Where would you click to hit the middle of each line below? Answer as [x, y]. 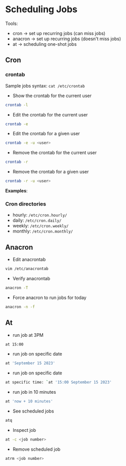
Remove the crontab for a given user [51, 172]
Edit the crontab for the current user [50, 114]
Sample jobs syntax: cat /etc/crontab [45, 85]
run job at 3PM [28, 335]
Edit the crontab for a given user [46, 134]
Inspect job [24, 430]
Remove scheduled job [36, 449]
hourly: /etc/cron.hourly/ [40, 215]
